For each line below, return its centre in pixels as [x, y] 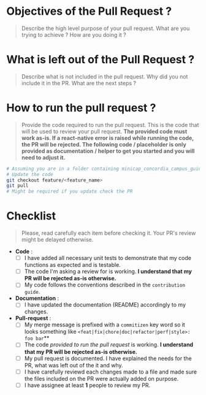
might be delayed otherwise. [57, 240]
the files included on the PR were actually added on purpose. [101, 378]
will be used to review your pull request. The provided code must [104, 131]
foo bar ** [37, 338]
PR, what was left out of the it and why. [74, 365]
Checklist [31, 216]
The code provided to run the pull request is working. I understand [109, 345]
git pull [17, 186]
